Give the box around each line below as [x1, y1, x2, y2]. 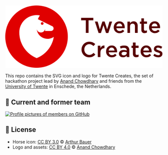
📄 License [5, 126, 36, 134]
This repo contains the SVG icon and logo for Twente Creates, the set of [5, 73, 153, 79]
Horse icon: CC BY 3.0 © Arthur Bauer [12, 139, 92, 145]
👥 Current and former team [5, 98, 91, 106]
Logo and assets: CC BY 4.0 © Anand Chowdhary [12, 144, 115, 150]
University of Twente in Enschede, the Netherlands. [5, 83, 111, 90]
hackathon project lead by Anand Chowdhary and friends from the [5, 78, 142, 84]
